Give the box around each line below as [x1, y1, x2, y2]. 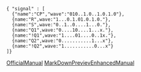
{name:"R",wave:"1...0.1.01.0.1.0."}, [12, 16, 112, 23]
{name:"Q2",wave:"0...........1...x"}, [12, 38, 114, 44]
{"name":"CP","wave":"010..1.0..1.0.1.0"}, [12, 11, 124, 17]
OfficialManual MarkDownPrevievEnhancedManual [6, 59, 135, 67]
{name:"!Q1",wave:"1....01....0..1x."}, [12, 32, 116, 38]
